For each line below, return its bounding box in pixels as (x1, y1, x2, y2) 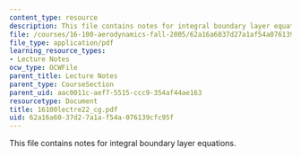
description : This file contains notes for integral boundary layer (9, 22, 271, 31)
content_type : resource (9, 13, 99, 22)
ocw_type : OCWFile (9, 64, 78, 73)
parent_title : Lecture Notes (9, 72, 118, 81)
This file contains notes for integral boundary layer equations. (9, 138, 236, 149)
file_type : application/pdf (9, 38, 115, 48)
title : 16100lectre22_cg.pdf (9, 105, 118, 114)
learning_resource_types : (9, 47, 106, 56)
